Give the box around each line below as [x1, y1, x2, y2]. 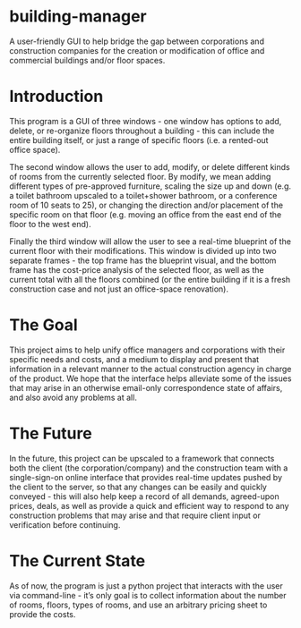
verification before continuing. [9, 519, 121, 530]
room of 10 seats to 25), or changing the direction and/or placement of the [9, 199, 284, 210]
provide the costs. [9, 608, 76, 619]
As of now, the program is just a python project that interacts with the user [9, 580, 284, 591]
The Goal [9, 315, 78, 335]
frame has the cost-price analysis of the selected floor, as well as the [9, 264, 264, 275]
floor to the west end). [9, 218, 91, 229]
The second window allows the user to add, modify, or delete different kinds [9, 161, 290, 172]
